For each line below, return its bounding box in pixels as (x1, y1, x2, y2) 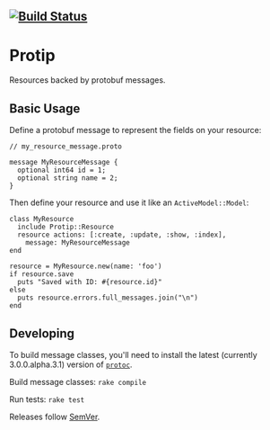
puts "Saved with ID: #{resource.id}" (17, 278, 163, 287)
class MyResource (9, 215, 74, 224)
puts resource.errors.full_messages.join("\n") (17, 293, 199, 302)
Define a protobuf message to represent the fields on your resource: (9, 125, 262, 136)
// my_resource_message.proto (9, 142, 123, 151)
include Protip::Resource (17, 222, 115, 232)
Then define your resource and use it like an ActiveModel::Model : (9, 197, 249, 208)
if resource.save (9, 270, 74, 279)
